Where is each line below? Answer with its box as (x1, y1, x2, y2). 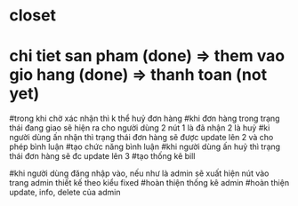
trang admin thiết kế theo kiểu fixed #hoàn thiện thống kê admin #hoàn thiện (9, 178, 290, 188)
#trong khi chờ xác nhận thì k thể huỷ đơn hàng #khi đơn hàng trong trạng (9, 113, 280, 124)
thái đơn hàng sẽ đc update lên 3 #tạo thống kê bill (9, 151, 196, 162)
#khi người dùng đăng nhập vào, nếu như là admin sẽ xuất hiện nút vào (9, 168, 270, 178)
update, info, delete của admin (9, 187, 121, 198)
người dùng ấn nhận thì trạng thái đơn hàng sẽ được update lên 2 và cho (9, 132, 274, 143)
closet (9, 5, 56, 26)
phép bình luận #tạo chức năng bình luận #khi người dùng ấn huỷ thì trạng (9, 141, 281, 152)
